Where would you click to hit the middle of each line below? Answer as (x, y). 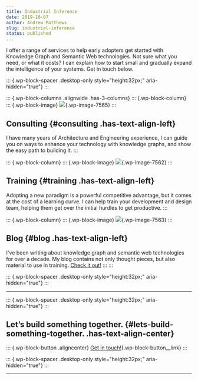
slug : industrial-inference (41, 28)
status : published (29, 34)
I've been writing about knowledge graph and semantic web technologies (95, 252)
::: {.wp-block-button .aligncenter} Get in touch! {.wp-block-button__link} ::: (97, 348)
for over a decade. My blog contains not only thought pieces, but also (91, 259)
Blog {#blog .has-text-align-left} (67, 238)
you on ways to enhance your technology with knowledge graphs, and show (99, 144)
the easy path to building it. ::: (42, 150)
